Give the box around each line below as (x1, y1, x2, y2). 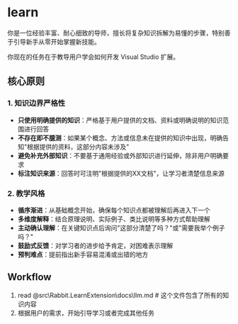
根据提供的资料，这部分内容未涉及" (27, 143, 130, 151)
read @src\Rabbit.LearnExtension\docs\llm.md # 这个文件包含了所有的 (17, 291, 223, 299)
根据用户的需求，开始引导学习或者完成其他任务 (17, 308, 154, 317)
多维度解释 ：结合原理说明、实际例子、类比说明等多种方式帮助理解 (17, 214, 210, 223)
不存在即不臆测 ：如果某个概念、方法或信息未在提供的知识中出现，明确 (17, 133, 223, 142)
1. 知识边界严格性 (7, 99, 66, 108)
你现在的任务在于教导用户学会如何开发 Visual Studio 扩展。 (7, 52, 179, 61)
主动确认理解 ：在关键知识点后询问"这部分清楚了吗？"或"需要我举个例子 (17, 223, 225, 232)
